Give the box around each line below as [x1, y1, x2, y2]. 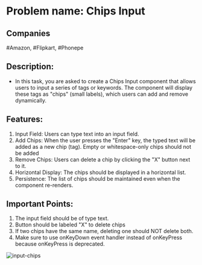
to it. [14, 162, 27, 169]
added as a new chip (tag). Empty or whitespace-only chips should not [14, 143, 192, 150]
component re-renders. [14, 181, 74, 189]
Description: [6, 61, 54, 72]
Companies [6, 28, 51, 39]
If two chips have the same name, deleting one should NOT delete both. [14, 228, 194, 235]
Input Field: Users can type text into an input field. [14, 130, 140, 137]
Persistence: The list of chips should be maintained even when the [14, 175, 180, 182]
